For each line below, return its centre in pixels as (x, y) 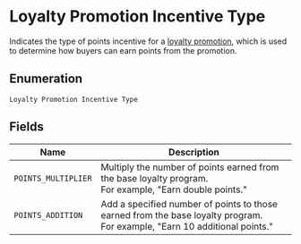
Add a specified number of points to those (189, 204)
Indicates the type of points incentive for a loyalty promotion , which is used (148, 41)
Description (194, 152)
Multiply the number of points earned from (190, 167)
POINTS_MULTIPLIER (53, 178)
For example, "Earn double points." (174, 189)
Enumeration (46, 79)
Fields (27, 127)
